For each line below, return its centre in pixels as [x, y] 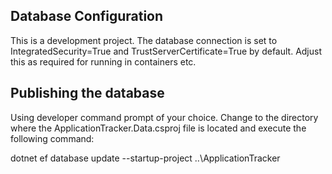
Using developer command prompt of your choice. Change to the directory [164, 117]
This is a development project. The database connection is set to [144, 40]
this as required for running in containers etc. [103, 61]
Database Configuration [87, 16]
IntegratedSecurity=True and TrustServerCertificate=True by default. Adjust [166, 51]
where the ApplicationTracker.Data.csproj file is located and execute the [158, 128]
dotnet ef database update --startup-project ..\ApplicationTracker [145, 158]
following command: [52, 138]
